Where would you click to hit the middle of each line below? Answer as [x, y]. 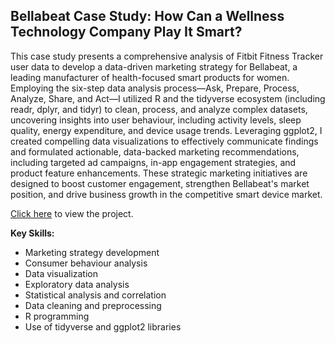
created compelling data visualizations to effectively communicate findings [164, 141]
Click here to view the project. [72, 213]
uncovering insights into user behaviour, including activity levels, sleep [156, 120]
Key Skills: [32, 233]
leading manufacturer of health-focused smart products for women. [150, 77]
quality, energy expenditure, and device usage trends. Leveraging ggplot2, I [166, 130]
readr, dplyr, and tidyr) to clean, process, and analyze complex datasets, [159, 109]
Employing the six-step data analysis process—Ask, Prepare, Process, [155, 88]
